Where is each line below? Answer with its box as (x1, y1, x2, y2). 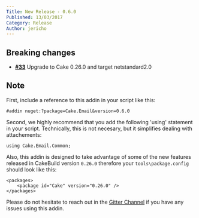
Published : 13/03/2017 (6, 14, 63, 20)
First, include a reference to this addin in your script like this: (6, 96, 156, 103)
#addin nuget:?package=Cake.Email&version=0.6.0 (6, 108, 130, 114)
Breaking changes (6, 47, 76, 57)
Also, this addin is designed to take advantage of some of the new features (6, 153, 192, 160)
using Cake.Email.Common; (6, 143, 71, 149)
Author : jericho (6, 25, 47, 32)
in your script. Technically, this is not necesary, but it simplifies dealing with (6, 125, 193, 132)
